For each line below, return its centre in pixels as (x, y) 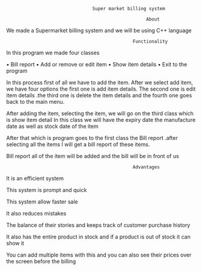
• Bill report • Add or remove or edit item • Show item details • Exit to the (97, 64)
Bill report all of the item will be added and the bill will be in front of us (93, 156)
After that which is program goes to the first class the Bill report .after (92, 138)
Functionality (150, 42)
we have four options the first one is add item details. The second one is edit (101, 89)
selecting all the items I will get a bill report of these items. (78, 144)
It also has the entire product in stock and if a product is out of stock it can (99, 237)
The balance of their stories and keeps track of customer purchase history (98, 225)
